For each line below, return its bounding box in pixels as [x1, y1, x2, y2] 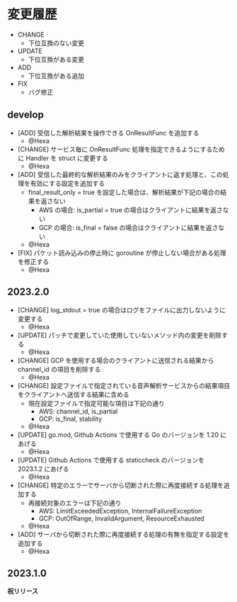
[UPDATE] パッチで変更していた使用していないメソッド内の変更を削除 [17, 331, 222, 339]
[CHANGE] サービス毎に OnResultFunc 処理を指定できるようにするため [17, 144, 225, 153]
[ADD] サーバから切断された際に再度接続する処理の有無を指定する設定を [17, 530, 230, 538]
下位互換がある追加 [28, 72, 85, 80]
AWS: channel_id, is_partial [38, 407, 118, 415]
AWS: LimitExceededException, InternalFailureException [38, 506, 202, 515]
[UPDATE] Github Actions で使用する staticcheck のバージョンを [17, 455, 205, 464]
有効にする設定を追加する [30, 178, 105, 188]
